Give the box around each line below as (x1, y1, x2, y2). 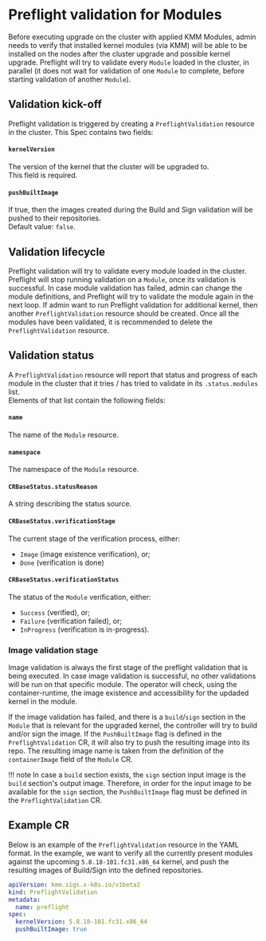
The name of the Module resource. (8, 430, 119, 439)
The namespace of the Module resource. (8, 465, 139, 474)
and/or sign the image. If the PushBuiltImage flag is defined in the (8, 729, 222, 739)
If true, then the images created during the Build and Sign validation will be (8, 205, 253, 215)
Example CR (8, 819, 69, 832)
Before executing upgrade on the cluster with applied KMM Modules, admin (8, 32, 256, 42)
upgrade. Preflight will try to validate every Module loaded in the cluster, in (8, 58, 249, 67)
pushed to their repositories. (8, 213, 101, 223)
